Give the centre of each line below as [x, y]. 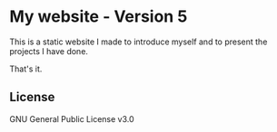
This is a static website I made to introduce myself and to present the [138, 42]
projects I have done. [49, 51]
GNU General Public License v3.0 [72, 118]
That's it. [26, 69]
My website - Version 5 [99, 17]
